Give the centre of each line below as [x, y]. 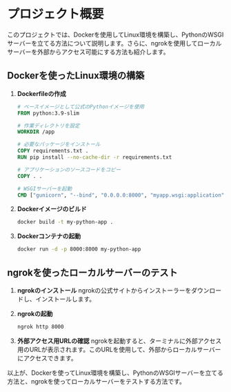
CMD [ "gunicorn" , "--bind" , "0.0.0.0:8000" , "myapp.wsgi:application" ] [122, 195]
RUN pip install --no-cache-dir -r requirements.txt [94, 157]
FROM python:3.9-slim [48, 113]
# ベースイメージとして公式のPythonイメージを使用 [81, 107]
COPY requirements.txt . [53, 151]
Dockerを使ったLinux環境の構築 [76, 76]
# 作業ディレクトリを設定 [49, 126]
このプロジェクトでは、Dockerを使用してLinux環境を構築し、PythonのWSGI [115, 35]
